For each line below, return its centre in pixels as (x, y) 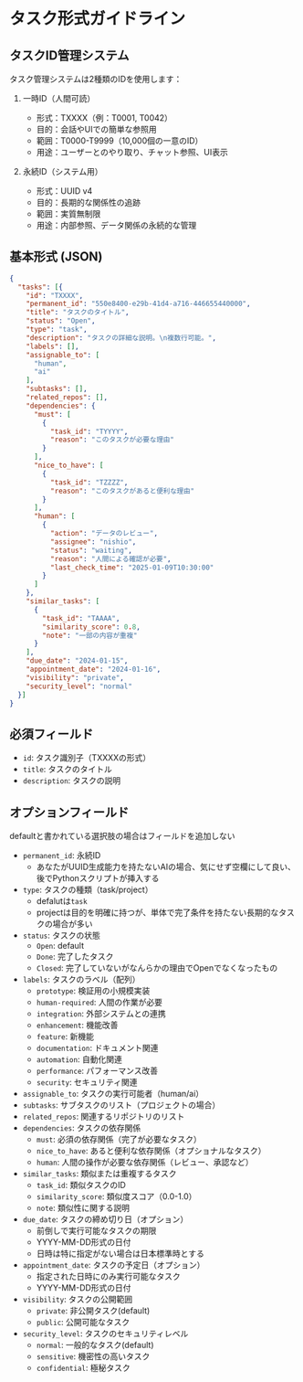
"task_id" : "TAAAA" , (81, 618)
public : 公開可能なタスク (83, 1323)
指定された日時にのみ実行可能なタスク (108, 1277)
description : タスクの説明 (72, 781)
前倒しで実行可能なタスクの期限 (96, 1231)
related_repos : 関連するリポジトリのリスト (104, 1117)
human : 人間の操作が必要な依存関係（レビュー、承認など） (145, 1163)
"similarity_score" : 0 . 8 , (92, 627)
